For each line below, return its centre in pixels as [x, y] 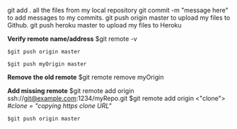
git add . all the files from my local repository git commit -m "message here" [118, 10]
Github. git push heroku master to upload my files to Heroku [94, 25]
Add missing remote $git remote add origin [71, 91]
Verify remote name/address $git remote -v [73, 39]
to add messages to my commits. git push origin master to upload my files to [119, 18]
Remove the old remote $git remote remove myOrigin [86, 77]
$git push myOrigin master [47, 64]
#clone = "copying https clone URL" [59, 106]
